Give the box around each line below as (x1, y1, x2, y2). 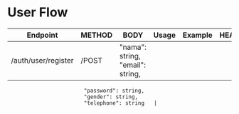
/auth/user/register (11, 55, 74, 65)
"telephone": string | (83, 99, 158, 107)
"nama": (119, 42, 147, 52)
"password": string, (83, 87, 144, 94)
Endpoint (26, 30, 58, 40)
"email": (119, 60, 146, 70)
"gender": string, (83, 93, 139, 100)
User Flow (7, 4, 68, 21)
